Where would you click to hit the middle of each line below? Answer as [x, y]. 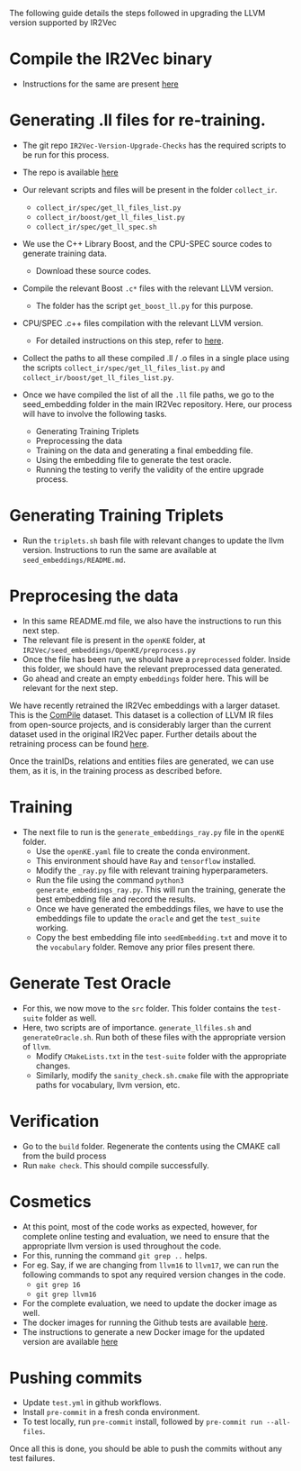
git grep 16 [58, 1285]
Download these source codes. [93, 270]
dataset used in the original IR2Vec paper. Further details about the [133, 734]
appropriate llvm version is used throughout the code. [122, 1246]
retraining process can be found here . [80, 743]
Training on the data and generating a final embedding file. [144, 450]
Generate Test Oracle [90, 983]
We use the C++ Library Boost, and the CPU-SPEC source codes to [147, 243]
